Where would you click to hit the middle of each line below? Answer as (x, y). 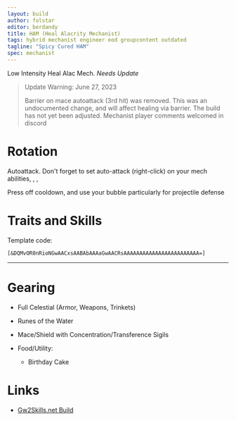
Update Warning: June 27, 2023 (71, 87)
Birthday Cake (48, 362)
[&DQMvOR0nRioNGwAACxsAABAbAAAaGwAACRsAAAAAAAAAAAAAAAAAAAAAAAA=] (106, 253)
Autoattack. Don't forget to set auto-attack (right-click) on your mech (107, 171)
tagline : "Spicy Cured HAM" (48, 47)
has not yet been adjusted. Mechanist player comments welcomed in (124, 115)
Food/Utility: (35, 348)
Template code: (30, 240)
